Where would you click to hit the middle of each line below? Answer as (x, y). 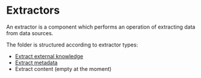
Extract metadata (36, 63)
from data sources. (30, 33)
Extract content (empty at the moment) (63, 68)
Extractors (33, 10)
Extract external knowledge (49, 56)
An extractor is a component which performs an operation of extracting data (101, 27)
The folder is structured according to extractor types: (72, 45)
